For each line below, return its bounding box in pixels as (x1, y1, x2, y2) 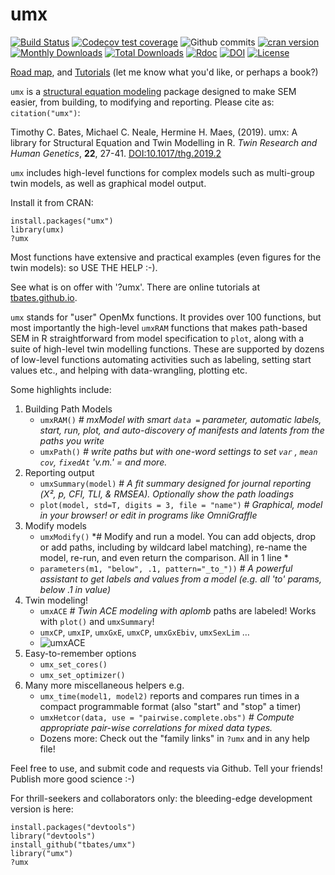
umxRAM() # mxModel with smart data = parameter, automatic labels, (39, 413, 322, 425)
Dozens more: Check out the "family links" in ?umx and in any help (39, 732, 310, 744)
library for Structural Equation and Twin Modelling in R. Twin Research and (10, 136, 318, 148)
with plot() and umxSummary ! (39, 615, 155, 627)
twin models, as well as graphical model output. (10, 177, 207, 189)
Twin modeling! (24, 594, 89, 606)
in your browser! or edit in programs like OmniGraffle (39, 509, 258, 521)
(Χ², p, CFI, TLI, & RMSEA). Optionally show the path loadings (39, 488, 295, 500)
